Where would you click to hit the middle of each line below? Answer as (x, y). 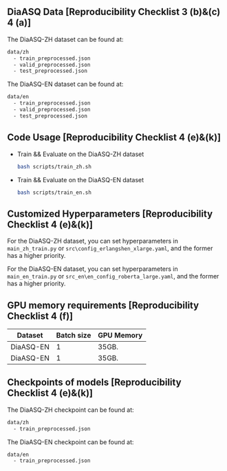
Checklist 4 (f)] (40, 316)
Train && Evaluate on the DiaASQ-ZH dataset (80, 154)
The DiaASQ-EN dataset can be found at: (65, 84)
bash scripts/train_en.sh (54, 193)
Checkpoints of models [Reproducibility (94, 383)
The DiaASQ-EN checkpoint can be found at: (71, 442)
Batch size (74, 335)
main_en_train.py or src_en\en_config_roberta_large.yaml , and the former (113, 276)
